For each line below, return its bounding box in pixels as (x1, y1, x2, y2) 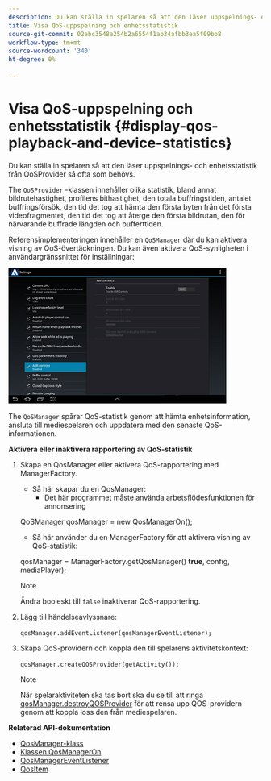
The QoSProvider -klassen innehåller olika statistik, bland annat (8, 185, 217, 194)
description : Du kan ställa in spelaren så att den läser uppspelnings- (8, 13, 258, 21)
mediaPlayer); (19, 565, 67, 575)
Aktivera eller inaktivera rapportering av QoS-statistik (8, 444, 193, 454)
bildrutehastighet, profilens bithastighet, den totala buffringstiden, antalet (8, 193, 252, 203)
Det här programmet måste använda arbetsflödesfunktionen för (44, 492, 256, 502)
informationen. (8, 428, 57, 438)
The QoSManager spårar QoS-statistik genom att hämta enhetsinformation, (8, 411, 251, 421)
